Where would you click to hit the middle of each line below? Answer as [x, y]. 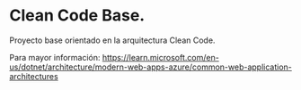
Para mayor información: [55, 57]
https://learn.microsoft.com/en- [161, 57]
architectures [34, 76]
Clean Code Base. [77, 16]
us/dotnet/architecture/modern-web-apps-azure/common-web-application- [150, 67]
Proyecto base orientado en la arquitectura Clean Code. [112, 40]
